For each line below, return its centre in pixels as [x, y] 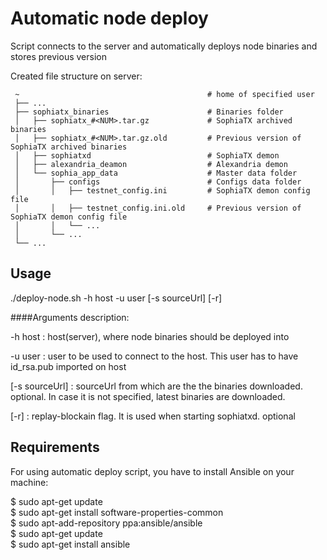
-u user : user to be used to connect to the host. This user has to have [154, 356]
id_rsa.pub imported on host [68, 366]
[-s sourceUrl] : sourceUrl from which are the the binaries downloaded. [156, 386]
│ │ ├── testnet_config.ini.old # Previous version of [158, 208]
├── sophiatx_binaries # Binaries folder [149, 112]
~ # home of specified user [164, 94]
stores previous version [58, 56]
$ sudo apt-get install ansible [70, 544]
